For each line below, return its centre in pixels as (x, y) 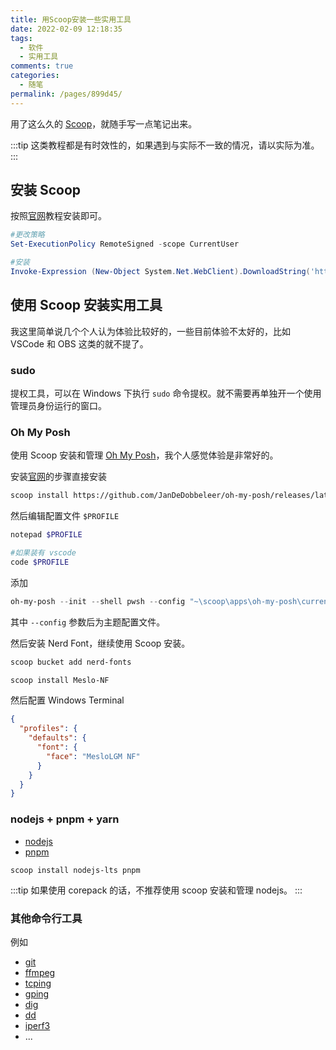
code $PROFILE (40, 562)
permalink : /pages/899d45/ (66, 94)
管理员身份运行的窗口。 (58, 406)
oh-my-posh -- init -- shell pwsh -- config (98, 601)
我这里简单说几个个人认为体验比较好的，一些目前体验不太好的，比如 (150, 331)
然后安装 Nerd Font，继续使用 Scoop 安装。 (100, 643)
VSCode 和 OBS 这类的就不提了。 (79, 343)
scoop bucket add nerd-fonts (71, 662)
